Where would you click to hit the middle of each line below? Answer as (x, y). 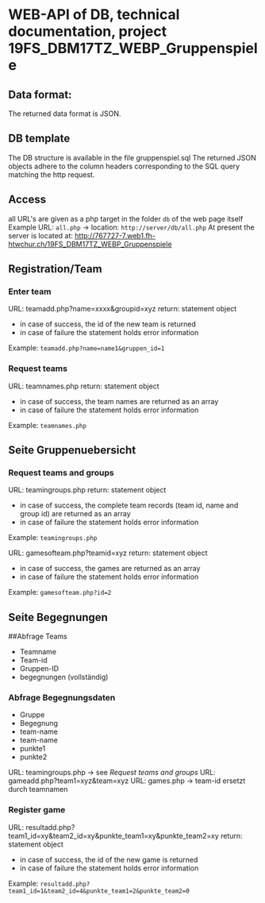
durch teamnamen (38, 789)
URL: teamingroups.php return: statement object (87, 490)
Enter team (30, 291)
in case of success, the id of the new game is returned (109, 859)
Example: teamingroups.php (53, 538)
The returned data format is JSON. (65, 114)
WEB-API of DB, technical (94, 15)
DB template (39, 139)
